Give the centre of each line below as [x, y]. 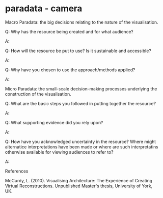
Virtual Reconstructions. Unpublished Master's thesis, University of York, [79, 186]
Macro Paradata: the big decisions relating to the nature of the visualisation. [82, 22]
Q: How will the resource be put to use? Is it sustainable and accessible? [78, 51]
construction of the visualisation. [38, 94]
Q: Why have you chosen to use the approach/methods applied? [70, 70]
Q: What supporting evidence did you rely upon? [54, 122]
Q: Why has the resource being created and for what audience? [69, 31]
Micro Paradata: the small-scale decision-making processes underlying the [81, 88]
